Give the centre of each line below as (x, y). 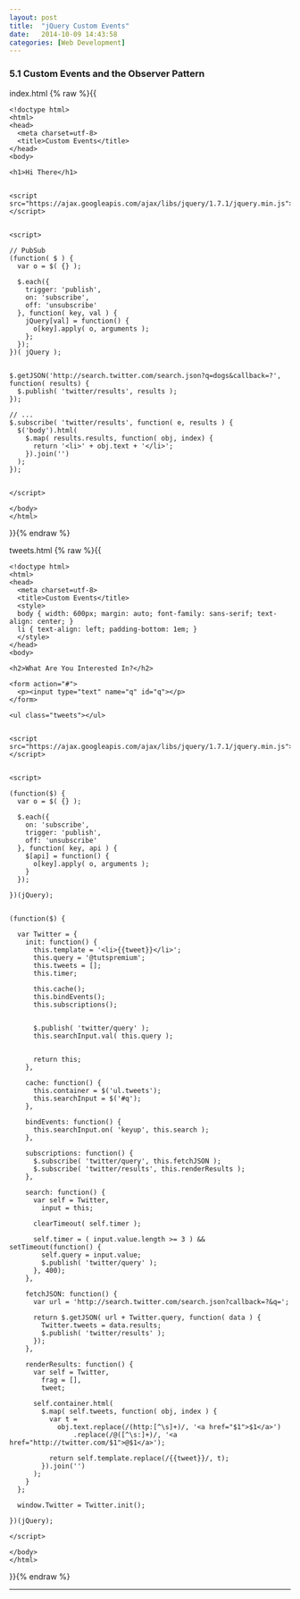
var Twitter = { (47, 934)
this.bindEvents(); (69, 997)
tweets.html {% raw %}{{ (55, 550)
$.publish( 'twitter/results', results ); (97, 391)
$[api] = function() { (67, 856)
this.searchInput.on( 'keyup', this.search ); (121, 1130)
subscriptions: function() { (79, 1153)
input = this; (67, 1208)
